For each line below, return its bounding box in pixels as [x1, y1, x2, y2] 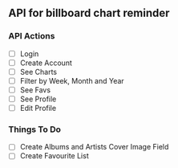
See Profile [19, 94, 57, 104]
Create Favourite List [19, 151, 90, 161]
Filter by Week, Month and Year [19, 76, 124, 85]
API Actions [8, 31, 55, 42]
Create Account [19, 58, 72, 68]
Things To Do [8, 124, 62, 135]
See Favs [19, 84, 51, 95]
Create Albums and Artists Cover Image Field [19, 142, 169, 152]
